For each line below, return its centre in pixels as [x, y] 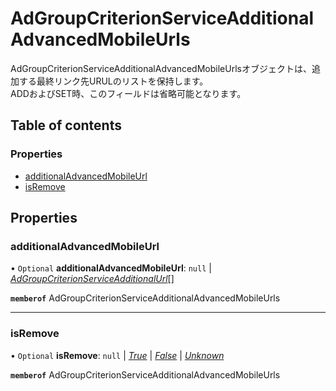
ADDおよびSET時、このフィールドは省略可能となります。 [128, 93]
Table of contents [66, 125]
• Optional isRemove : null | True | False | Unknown [117, 355]
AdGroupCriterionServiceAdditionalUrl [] [92, 279]
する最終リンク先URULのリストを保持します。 [113, 81]
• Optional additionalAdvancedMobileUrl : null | [111, 268]
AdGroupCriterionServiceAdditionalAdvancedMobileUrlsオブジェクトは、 [161, 68]
